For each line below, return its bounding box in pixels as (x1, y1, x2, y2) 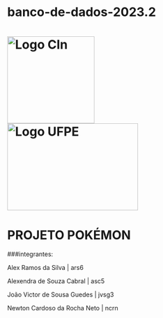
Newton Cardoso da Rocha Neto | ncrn (7, 304, 118, 312)
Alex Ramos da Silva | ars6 (7, 264, 84, 272)
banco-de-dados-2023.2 (7, 4, 157, 20)
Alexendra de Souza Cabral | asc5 (7, 277, 105, 285)
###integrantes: (7, 250, 54, 258)
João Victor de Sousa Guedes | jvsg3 (7, 290, 114, 299)
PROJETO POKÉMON (7, 227, 131, 243)
